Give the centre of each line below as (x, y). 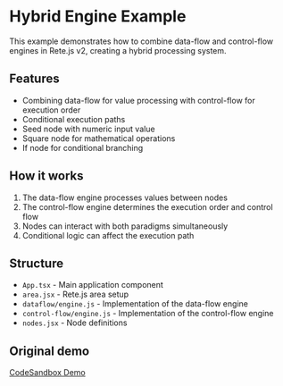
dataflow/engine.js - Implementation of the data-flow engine (135, 304)
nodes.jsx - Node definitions (75, 323)
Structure (37, 263)
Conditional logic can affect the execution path (108, 235)
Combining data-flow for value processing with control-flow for (139, 100)
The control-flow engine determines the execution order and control (148, 206)
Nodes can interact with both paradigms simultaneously (125, 226)
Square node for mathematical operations (99, 138)
